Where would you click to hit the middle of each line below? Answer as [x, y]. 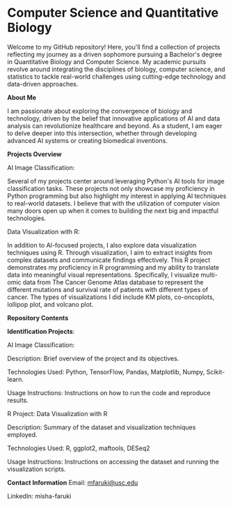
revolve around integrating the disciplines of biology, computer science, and [116, 69]
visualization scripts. [37, 469]
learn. [16, 379]
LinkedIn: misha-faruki [39, 496]
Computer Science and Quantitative [113, 13]
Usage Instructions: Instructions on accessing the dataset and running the [113, 461]
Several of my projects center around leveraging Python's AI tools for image [116, 181]
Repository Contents [38, 318]
